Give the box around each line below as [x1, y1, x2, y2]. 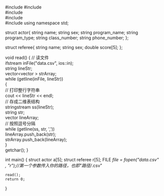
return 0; [5, 177, 26, 182]
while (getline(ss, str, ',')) [5, 126, 55, 132]
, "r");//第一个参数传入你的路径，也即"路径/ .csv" [5, 163, 102, 168]
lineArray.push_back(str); [5, 131, 57, 137]
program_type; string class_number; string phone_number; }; [5, 35, 129, 41]
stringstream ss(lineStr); [5, 104, 54, 110]
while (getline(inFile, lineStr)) [5, 76, 64, 82]
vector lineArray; [5, 115, 39, 120]
